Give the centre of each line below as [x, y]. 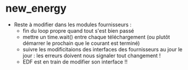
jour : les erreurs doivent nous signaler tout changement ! [92, 55]
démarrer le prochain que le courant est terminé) [81, 43]
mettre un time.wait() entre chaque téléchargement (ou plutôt [96, 37]
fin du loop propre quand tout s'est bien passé [78, 30]
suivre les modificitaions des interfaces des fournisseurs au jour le [102, 49]
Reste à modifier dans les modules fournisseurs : [73, 24]
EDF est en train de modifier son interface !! [75, 62]
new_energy [36, 8]
